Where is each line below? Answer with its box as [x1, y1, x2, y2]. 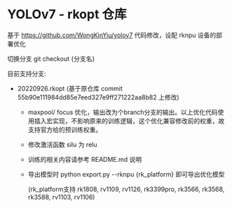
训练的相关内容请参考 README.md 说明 [27, 155, 142, 163]
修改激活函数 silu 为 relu [27, 140, 97, 148]
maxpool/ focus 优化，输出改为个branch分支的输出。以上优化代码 [27, 108, 219, 116]
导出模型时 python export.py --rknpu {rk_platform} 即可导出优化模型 [27, 169, 226, 179]
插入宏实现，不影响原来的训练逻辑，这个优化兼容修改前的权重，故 [34, 116, 225, 125]
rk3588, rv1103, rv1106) [27, 193, 95, 201]
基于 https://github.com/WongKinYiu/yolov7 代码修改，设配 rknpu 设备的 [7, 31, 217, 39]
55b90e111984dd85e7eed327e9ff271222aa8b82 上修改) [17, 92, 180, 102]
